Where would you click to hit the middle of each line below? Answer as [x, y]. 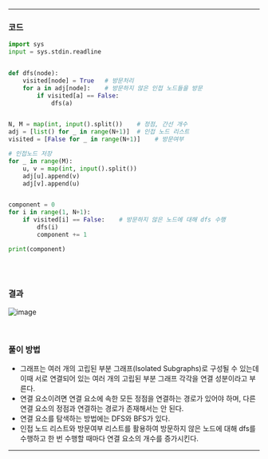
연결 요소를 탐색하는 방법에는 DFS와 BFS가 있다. [95, 419]
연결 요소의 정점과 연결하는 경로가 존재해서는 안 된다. [102, 409]
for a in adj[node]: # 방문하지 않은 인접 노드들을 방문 [113, 88]
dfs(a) [62, 103]
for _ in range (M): [41, 161]
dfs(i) [48, 228]
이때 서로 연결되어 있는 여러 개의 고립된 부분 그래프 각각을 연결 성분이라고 [134, 379]
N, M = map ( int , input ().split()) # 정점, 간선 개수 [98, 125]
